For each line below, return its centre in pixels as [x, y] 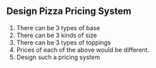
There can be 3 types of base [58, 27]
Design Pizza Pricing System [69, 11]
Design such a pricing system [58, 57]
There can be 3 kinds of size [56, 35]
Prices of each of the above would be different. [83, 49]
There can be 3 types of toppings [63, 42]
